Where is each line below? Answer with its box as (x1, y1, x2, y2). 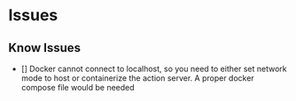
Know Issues (8, 40, 82, 55)
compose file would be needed (20, 83, 135, 92)
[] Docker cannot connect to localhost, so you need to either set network (20, 63, 287, 74)
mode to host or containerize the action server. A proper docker (20, 73, 254, 83)
